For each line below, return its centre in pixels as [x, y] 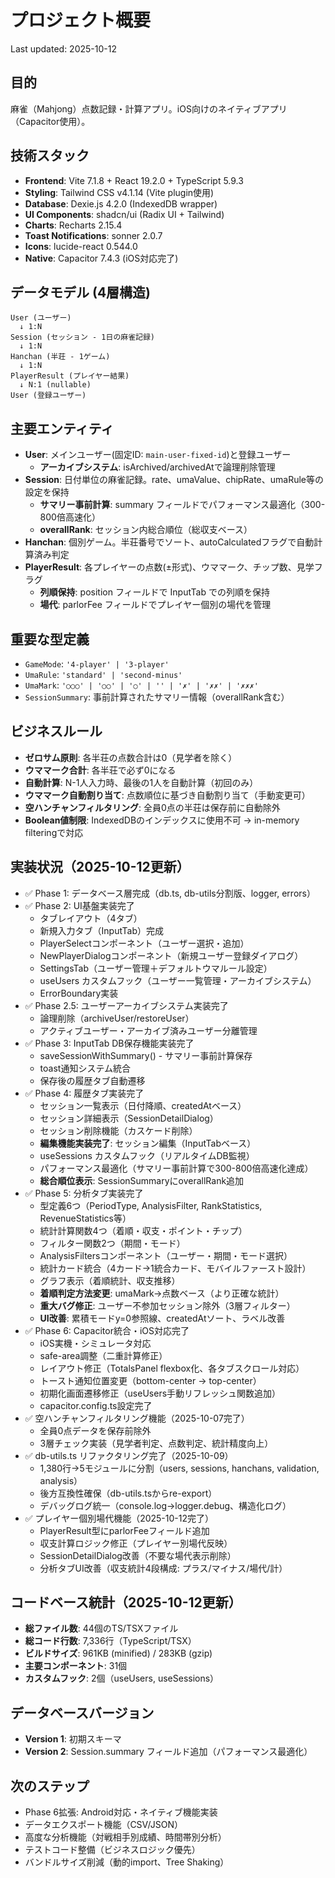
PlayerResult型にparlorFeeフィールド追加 [124, 1530]
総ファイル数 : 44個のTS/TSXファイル [101, 1628]
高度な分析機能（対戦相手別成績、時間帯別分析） [125, 1837]
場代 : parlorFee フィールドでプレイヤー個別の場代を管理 [155, 605]
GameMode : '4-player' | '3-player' [97, 664]
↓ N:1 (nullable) [55, 385]
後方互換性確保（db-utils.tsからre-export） [128, 1493]
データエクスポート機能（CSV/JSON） [103, 1825]
